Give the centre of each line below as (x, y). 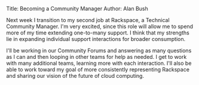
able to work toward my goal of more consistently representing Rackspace (98, 70)
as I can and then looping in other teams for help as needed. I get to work (97, 57)
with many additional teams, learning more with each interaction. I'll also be (99, 63)
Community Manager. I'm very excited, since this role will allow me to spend (99, 26)
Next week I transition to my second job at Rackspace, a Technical (88, 20)
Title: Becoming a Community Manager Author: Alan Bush (77, 9)
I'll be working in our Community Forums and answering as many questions (99, 51)
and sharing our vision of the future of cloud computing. (75, 76)
